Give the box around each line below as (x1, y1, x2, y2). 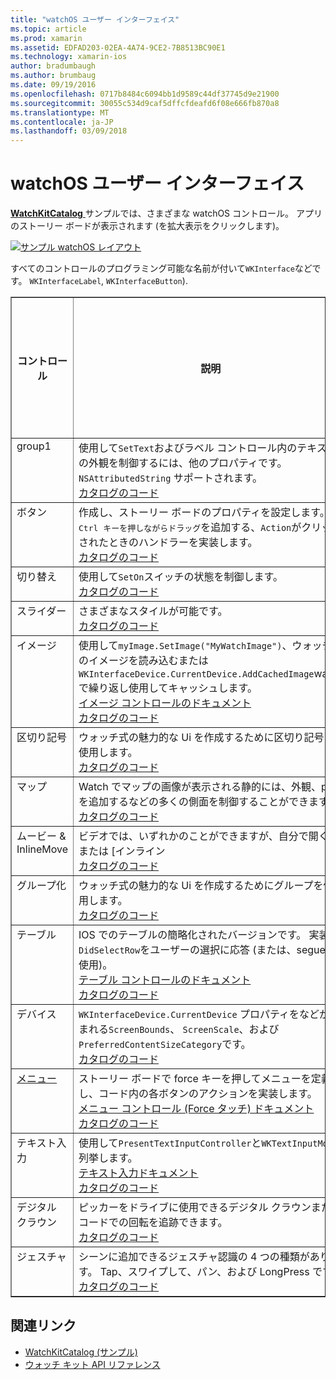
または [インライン (78, 844, 166, 858)
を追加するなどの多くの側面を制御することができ (78, 795, 310, 809)
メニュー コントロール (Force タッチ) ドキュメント (78, 1102, 315, 1116)
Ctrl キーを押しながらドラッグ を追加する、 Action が (78, 521, 302, 535)
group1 (16, 439, 52, 453)
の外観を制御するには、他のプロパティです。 (78, 456, 288, 470)
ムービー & (16, 829, 67, 843)
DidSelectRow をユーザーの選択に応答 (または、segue (78, 943, 326, 957)
